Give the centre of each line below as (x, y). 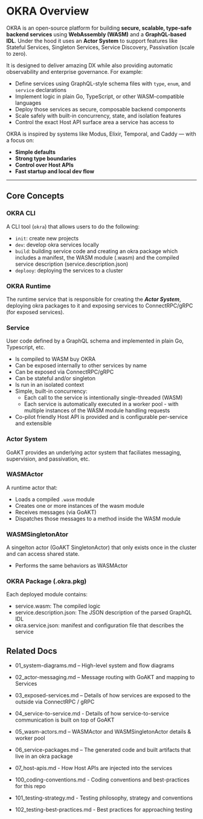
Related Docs (32, 651)
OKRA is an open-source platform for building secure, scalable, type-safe (99, 28)
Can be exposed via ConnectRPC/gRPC (64, 372)
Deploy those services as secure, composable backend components (100, 109)
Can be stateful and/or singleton (55, 378)
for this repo (30, 786)
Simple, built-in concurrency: (51, 391)
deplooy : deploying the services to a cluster (69, 270)
